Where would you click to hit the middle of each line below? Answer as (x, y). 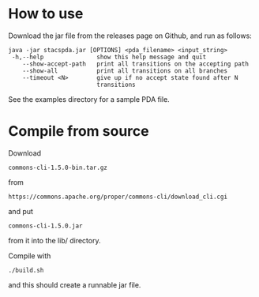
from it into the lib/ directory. (54, 240)
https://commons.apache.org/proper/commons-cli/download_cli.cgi (118, 197)
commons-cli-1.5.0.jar (45, 226)
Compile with (30, 256)
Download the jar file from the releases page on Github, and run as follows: (130, 36)
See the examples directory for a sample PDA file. (89, 99)
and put (21, 211)
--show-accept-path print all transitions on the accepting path (135, 64)
